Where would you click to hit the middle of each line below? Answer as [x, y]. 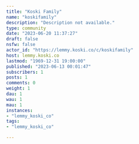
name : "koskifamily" [32, 17]
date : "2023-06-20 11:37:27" [42, 34]
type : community [26, 28]
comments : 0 [21, 83]
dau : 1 [14, 94]
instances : [20, 110]
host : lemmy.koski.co [33, 55]
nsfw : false [21, 45]
